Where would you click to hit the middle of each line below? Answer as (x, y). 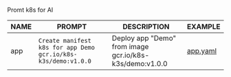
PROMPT (72, 27)
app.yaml (202, 51)
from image (130, 47)
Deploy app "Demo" (144, 38)
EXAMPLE (203, 27)
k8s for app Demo (66, 47)
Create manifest (65, 41)
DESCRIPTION (146, 27)
